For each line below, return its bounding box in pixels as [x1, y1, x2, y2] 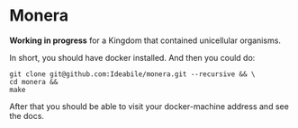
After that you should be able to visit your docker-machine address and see [9, 100, 290, 112]
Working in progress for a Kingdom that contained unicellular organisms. [9, 35, 282, 46]
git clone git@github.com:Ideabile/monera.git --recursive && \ [9, 69, 256, 79]
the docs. [9, 110, 45, 121]
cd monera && [9, 77, 59, 86]
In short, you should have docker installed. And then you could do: [9, 52, 256, 63]
